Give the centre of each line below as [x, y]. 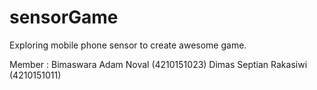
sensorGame [64, 17]
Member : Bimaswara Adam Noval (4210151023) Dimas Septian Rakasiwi [158, 64]
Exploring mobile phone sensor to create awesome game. [128, 45]
